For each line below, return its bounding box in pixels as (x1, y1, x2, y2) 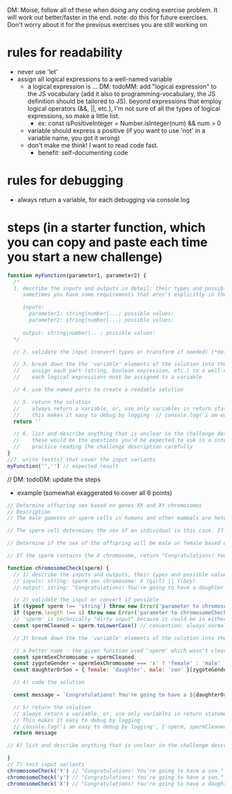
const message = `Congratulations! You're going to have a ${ (13, 692, 196, 699)
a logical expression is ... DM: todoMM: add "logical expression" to (27, 82, 217, 91)
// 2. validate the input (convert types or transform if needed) (13, 349, 209, 356)
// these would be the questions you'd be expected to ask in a (13, 437, 212, 444)
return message (13, 730, 57, 737)
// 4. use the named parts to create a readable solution (13, 387, 184, 394)
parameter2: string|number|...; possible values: (28, 317, 175, 324)
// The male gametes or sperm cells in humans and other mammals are (7, 515, 212, 521)
